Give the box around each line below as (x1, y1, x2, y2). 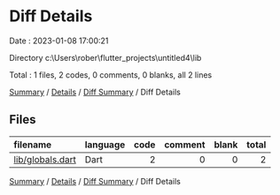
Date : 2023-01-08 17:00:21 (9, 35, 109, 46)
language (84, 139, 126, 151)
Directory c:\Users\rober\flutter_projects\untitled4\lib (9, 52, 202, 63)
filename (13, 139, 52, 151)
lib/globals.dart (13, 153, 77, 165)
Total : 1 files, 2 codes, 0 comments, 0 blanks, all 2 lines (9, 69, 213, 80)
